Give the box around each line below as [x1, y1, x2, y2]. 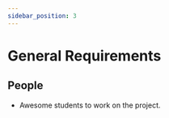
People [7, 78, 44, 93]
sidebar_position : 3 [7, 11, 78, 20]
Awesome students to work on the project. [19, 100, 161, 110]
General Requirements [7, 46, 162, 65]
